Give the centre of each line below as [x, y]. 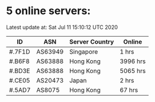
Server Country [91, 41]
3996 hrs [133, 61]
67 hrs [129, 90]
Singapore [83, 51]
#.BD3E [20, 71]
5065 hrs [133, 71]
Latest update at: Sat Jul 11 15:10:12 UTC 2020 [62, 27]
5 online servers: [49, 11]
